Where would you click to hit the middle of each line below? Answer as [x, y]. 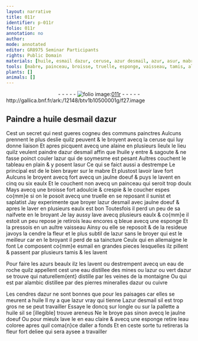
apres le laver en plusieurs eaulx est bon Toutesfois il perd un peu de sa [93, 208]
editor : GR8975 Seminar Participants [52, 50]
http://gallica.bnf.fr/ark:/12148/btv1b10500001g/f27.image [76, 100]
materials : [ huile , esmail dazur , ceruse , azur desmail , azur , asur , [93, 61]
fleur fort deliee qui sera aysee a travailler [57, 332]
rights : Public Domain [34, 55]
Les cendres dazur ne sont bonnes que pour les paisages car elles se [90, 294]
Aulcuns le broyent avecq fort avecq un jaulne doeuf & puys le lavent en [93, 177]
